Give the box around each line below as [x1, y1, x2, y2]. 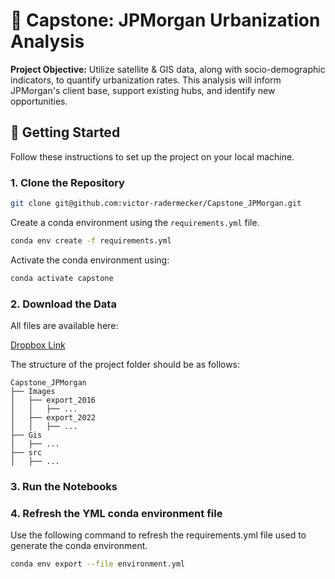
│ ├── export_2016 [10, 395, 97, 405]
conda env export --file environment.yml [10, 559, 186, 569]
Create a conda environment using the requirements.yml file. [10, 216, 260, 228]
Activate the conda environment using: [10, 254, 170, 266]
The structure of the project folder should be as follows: [10, 358, 241, 370]
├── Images [10, 386, 56, 396]
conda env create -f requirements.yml [10, 235, 172, 246]
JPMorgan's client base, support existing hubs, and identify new [10, 84, 276, 96]
